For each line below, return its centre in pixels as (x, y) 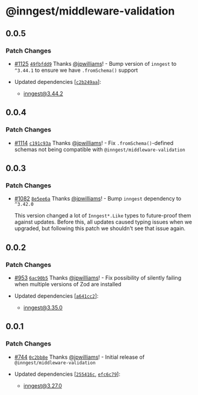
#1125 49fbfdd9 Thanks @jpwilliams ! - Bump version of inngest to (95, 63)
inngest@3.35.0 (43, 307)
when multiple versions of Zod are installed (68, 284)
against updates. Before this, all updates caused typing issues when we (103, 222)
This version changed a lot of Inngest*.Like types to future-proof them (103, 216)
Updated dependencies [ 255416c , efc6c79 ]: (67, 374)
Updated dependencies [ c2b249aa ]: (58, 82)
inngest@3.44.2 (43, 93)
